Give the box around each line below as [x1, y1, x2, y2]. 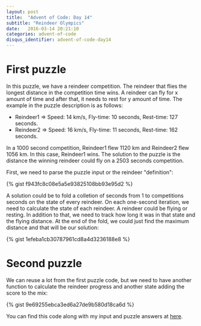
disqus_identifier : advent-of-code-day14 [6, 37, 112, 43]
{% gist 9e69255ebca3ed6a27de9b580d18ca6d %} [6, 301, 134, 308]
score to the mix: [6, 289, 48, 297]
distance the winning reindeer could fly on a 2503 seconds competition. [6, 157, 184, 164]
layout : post [6, 8, 39, 15]
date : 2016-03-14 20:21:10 [6, 25, 79, 32]
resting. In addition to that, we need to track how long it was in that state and [6, 211, 196, 218]
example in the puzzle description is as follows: [6, 102, 123, 109]
